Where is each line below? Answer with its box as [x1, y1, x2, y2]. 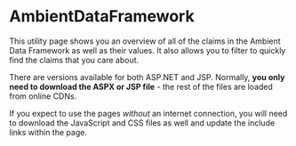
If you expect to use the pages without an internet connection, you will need [9, 108, 288, 118]
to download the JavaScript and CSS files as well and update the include [9, 118, 276, 128]
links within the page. [9, 126, 87, 137]
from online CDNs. [9, 91, 77, 101]
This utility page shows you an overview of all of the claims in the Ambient [9, 36, 282, 46]
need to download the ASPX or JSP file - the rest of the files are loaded [9, 81, 274, 92]
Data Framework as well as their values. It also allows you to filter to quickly [9, 45, 286, 55]
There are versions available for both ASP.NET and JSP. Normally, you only [9, 71, 285, 82]
